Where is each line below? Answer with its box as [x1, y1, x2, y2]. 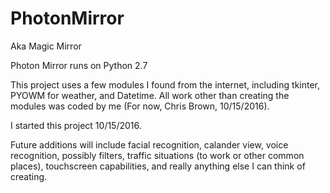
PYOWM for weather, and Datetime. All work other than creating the [10, 89, 290, 101]
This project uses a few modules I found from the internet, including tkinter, [10, 78, 321, 91]
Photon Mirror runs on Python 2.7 [10, 59, 148, 71]
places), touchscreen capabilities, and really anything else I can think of [10, 160, 306, 172]
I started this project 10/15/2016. [10, 119, 142, 131]
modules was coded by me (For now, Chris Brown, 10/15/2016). [10, 100, 270, 112]
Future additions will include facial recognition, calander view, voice [10, 138, 289, 151]
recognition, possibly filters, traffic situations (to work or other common [10, 149, 305, 161]
